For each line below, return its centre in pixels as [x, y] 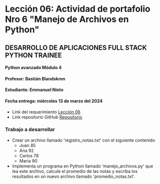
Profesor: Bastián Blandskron [35, 78]
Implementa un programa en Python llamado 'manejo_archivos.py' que [83, 166]
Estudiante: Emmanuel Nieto [34, 90]
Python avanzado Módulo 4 [33, 68]
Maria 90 [28, 161]
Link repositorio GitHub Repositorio [47, 117]
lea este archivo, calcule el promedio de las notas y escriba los [75, 171]
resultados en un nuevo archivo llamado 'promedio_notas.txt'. [74, 176]
